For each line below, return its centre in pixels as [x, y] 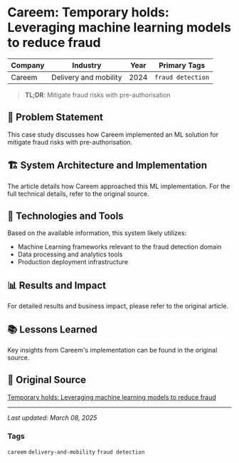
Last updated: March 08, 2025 [52, 417]
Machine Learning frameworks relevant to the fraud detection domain [119, 247]
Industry [87, 65]
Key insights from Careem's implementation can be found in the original [112, 350]
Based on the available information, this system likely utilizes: [97, 233]
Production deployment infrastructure [73, 262]
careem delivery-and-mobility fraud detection [76, 452]
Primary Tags [182, 65]
